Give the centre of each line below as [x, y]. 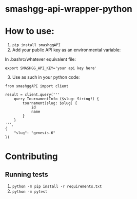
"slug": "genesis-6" [35, 133]
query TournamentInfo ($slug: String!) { [56, 99]
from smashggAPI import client [37, 86]
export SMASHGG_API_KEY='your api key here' [51, 68]
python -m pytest [30, 192]
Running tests [27, 174]
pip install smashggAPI [36, 45]
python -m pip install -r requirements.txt [57, 187]
